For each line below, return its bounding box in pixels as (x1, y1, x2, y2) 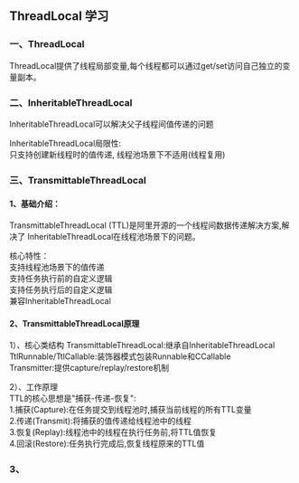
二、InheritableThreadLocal (9, 96, 133, 109)
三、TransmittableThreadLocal (9, 174, 147, 186)
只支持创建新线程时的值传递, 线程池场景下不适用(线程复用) (9, 148, 226, 160)
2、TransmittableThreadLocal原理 (9, 317, 140, 328)
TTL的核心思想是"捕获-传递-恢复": (9, 393, 136, 404)
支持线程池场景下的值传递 (9, 261, 105, 273)
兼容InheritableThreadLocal (9, 296, 111, 307)
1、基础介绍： (9, 198, 61, 209)
